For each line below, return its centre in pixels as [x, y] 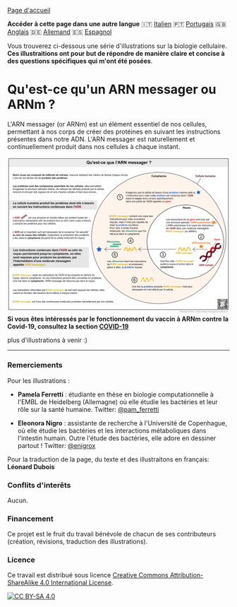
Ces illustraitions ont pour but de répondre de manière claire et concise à [116, 53]
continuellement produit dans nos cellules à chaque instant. [94, 146]
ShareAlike [23, 583]
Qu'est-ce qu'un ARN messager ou [112, 89]
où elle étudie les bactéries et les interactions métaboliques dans [112, 430]
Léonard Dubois [31, 466]
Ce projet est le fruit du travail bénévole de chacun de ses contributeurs [112, 534]
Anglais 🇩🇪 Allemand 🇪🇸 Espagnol [60, 32]
